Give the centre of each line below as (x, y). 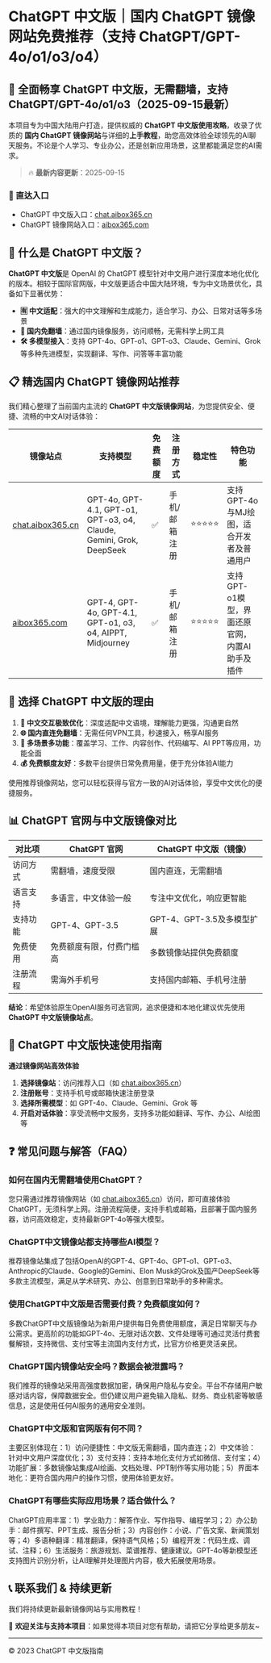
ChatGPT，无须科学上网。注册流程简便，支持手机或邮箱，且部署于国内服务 (133, 1209)
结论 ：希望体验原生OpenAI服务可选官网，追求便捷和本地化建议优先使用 (127, 1007)
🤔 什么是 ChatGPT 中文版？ (76, 252)
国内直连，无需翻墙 (186, 871)
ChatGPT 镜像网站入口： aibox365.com (84, 225)
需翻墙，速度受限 (83, 871)
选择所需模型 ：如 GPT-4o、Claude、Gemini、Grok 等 (108, 1103)
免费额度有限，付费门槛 (95, 946)
